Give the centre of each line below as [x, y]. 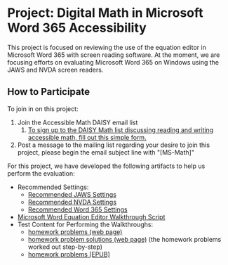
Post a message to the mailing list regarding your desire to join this [114, 145]
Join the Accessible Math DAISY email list [78, 122]
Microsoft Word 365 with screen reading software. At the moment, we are [114, 55]
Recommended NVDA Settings [72, 202]
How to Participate [48, 92]
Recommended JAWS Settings [72, 194]
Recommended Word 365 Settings [78, 209]
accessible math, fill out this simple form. [87, 137]
